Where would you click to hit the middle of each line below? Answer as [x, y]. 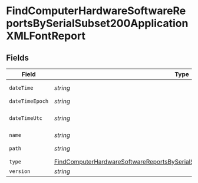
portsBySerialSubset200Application [97, 23]
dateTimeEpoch [29, 101]
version [20, 171]
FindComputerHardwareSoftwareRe [96, 11]
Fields [18, 58]
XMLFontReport [46, 36]
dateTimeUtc [26, 118]
